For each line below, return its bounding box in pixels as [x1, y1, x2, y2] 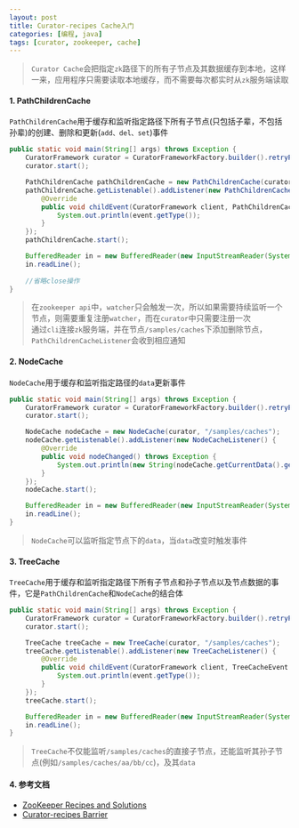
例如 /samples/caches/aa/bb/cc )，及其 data [41, 757, 196, 768]
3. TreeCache [9, 556, 61, 567]
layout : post [9, 12, 58, 22]
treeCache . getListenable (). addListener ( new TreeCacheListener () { [25, 647, 277, 655]
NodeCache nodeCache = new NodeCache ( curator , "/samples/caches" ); [25, 428, 280, 437]
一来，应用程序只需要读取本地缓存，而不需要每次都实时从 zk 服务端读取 [30, 75, 289, 85]
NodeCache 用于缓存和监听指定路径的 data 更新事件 [9, 377, 187, 388]
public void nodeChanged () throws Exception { [41, 452, 217, 461]
